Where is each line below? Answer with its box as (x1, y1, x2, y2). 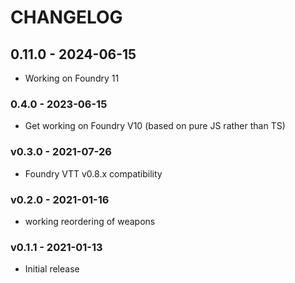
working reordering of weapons (24, 215, 156, 227)
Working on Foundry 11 (24, 72, 120, 84)
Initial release (24, 263, 80, 275)
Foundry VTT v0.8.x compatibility (24, 167, 163, 180)
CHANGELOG (10, 6, 123, 29)
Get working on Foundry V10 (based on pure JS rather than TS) (24, 120, 286, 132)
